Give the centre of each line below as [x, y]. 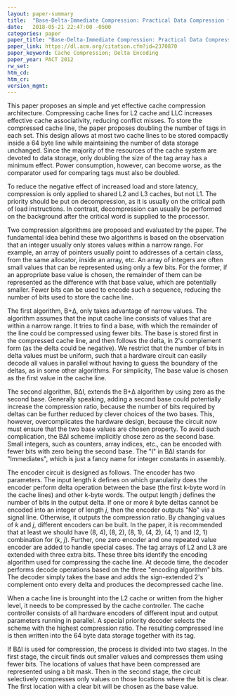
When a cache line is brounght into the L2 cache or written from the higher [115, 598]
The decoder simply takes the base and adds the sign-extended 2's [105, 577]
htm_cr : [19, 79]
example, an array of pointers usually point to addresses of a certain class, [115, 252]
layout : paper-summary [40, 14]
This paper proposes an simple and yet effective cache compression [106, 105]
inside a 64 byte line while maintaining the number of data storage [103, 143]
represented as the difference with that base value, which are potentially [112, 283]
